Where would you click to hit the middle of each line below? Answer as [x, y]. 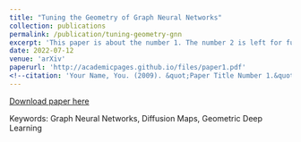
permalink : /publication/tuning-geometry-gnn [95, 34]
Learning [26, 128]
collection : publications [57, 26]
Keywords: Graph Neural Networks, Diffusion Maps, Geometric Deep [136, 118]
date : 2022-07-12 [42, 51]
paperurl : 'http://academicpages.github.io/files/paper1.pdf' [128, 68]
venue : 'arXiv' [38, 59]
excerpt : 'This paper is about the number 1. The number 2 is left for [146, 42]
